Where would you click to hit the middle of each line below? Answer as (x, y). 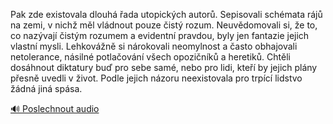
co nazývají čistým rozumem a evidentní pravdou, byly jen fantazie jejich (160, 35)
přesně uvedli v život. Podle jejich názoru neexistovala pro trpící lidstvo (156, 78)
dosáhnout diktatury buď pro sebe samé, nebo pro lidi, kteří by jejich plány (164, 67)
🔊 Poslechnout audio (55, 108)
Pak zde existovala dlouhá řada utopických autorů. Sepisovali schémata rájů (166, 14)
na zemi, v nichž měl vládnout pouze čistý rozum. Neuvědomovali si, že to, (164, 25)
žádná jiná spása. (46, 88)
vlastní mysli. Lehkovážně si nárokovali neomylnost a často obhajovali (154, 46)
